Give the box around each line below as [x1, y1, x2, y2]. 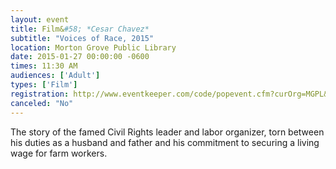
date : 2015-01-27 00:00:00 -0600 [10, 52, 150, 62]
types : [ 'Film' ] [10, 80, 78, 90]
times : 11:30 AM [10, 61, 78, 71]
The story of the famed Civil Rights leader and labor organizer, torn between [10, 126, 325, 138]
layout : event [10, 14, 70, 25]
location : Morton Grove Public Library [10, 42, 177, 53]
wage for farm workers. [10, 147, 108, 159]
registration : [10, 89, 70, 99]
